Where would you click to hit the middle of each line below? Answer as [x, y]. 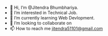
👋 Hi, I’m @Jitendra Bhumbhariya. [44, 8]
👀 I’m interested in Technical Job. [44, 13]
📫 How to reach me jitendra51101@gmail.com [56, 28]
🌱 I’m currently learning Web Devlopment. [52, 18]
